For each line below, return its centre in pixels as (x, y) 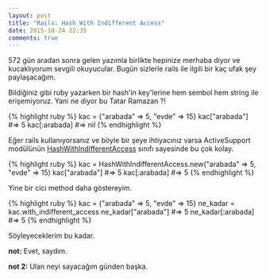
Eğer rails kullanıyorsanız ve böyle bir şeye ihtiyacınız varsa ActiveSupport (130, 141)
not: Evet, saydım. (38, 251)
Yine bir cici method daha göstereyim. (70, 188)
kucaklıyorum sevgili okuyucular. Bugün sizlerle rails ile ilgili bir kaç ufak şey (132, 69)
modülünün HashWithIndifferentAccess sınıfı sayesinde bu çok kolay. (121, 149)
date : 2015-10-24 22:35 (48, 30)
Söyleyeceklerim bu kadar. (52, 236)
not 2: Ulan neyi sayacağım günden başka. (78, 266)
